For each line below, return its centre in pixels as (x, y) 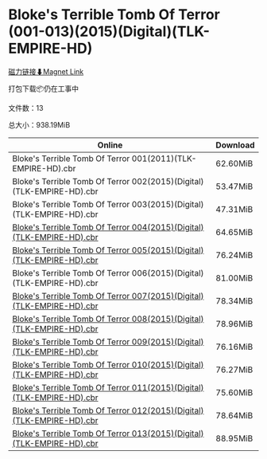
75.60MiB (234, 392)
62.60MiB (234, 163)
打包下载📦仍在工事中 (44, 88)
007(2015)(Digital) (168, 296)
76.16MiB (234, 347)
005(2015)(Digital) (168, 250)
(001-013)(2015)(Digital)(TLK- (109, 31)
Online (110, 145)
